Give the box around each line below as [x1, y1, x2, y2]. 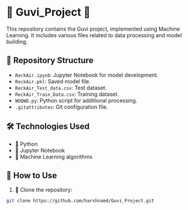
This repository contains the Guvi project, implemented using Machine [6, 25, 180, 32]
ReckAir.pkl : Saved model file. [14, 77, 91, 85]
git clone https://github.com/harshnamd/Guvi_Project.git [6, 198, 154, 204]
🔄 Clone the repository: [14, 186, 73, 194]
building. [6, 38, 28, 45]
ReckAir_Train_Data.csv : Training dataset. [14, 90, 119, 98]
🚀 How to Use [6, 170, 57, 181]
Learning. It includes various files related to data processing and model [6, 31, 182, 38]
